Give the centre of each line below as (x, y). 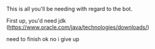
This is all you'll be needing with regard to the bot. (70, 9)
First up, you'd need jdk (36, 21)
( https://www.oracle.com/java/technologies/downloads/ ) (78, 27)
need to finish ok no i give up (43, 39)
